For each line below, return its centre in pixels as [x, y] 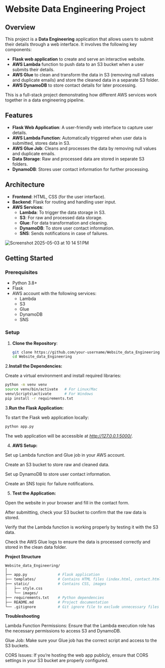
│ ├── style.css [24, 589]
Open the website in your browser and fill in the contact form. [67, 502]
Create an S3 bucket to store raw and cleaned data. [57, 465]
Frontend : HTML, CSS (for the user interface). [59, 197]
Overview [20, 27]
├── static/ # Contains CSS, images [56, 584]
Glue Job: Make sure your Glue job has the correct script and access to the [81, 640]
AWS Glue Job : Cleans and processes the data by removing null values [84, 148]
